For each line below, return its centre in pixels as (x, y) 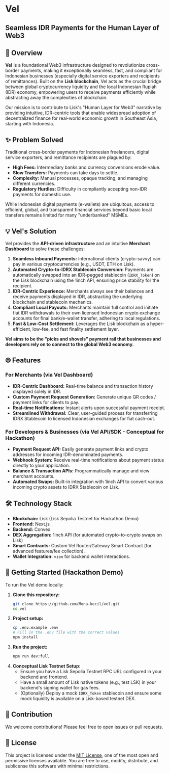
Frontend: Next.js (31, 524)
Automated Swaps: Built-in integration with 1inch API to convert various (88, 482)
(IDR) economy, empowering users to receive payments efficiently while (80, 92)
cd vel (20, 609)
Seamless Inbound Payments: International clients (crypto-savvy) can (87, 259)
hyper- (157, 324)
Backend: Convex (31, 529)
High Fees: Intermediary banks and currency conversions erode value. (87, 167)
